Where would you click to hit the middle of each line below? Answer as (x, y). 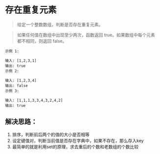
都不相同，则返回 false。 (42, 41)
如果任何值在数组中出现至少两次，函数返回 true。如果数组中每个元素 (86, 35)
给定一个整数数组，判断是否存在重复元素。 (60, 24)
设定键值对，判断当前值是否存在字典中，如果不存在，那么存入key (78, 140)
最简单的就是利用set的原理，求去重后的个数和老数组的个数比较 (75, 147)
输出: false (16, 86)
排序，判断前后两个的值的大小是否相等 (51, 134)
